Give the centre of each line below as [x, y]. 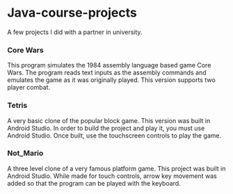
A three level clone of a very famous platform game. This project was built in [116, 168]
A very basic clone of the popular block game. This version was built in [109, 120]
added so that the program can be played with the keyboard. [94, 183]
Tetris [17, 106]
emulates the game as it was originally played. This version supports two [111, 80]
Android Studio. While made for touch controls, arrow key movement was [112, 176]
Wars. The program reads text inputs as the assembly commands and [107, 73]
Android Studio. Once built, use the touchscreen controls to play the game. [114, 135]
